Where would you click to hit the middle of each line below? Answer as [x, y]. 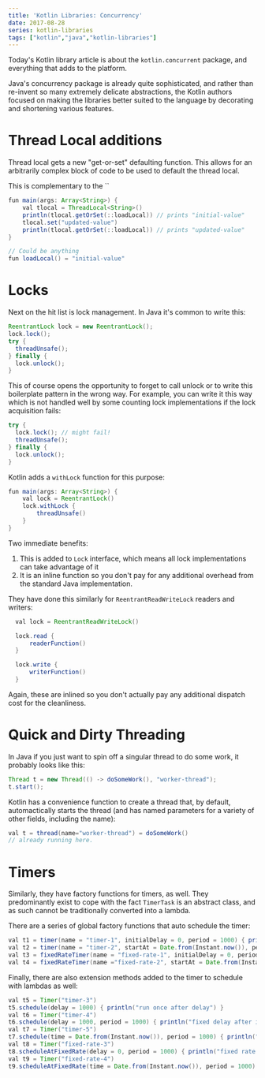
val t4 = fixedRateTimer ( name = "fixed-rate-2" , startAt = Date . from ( [125, 962]
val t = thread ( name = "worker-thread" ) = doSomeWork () [99, 833]
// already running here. [50, 841]
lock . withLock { [49, 506]
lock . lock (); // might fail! [63, 433]
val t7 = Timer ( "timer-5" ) [52, 1030]
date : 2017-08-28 [37, 23]
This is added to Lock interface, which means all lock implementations [133, 558]
